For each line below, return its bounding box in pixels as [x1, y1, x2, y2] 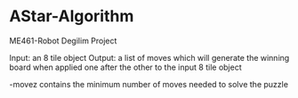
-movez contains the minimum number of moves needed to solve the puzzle [9, 79, 289, 89]
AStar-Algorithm [9, 6, 134, 26]
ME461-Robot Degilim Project [9, 35, 117, 46]
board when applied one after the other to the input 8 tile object [9, 62, 242, 72]
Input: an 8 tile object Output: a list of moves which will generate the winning [9, 52, 290, 63]
